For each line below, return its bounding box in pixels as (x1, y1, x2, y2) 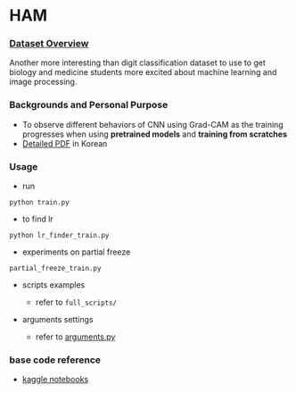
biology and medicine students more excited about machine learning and (9, 67, 277, 78)
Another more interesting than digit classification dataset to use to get (9, 57, 266, 68)
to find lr (21, 213, 53, 224)
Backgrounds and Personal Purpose (9, 99, 169, 112)
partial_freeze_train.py (9, 264, 102, 273)
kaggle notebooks (21, 374, 89, 385)
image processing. (9, 77, 78, 88)
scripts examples (21, 280, 86, 290)
